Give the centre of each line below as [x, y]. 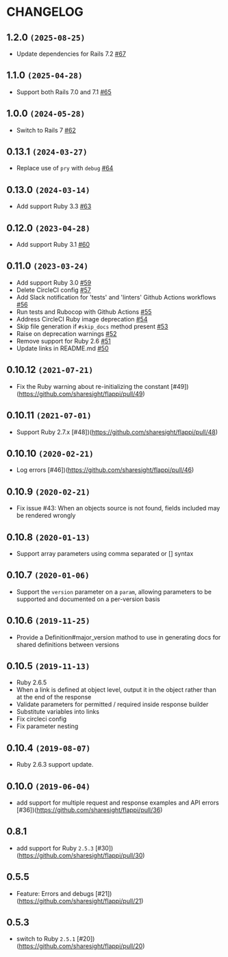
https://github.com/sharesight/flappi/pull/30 [81, 855]
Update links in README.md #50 [62, 348]
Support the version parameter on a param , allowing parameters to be [114, 592]
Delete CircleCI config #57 [54, 290]
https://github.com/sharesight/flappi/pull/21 [80, 901]
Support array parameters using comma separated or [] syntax [105, 553]
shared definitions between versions [68, 644]
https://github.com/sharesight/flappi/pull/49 [81, 394]
